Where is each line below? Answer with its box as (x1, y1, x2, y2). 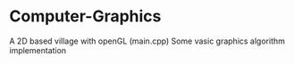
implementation (9, 44, 67, 55)
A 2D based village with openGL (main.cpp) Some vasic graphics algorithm (9, 36, 286, 46)
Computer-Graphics (9, 6, 162, 27)
